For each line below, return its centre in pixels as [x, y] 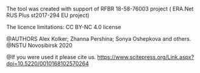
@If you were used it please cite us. [51, 57]
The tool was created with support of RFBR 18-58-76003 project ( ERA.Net [100, 9]
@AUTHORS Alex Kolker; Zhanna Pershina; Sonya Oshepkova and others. [99, 39]
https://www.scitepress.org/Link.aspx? [146, 57]
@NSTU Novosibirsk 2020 [39, 45]
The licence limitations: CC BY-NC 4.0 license [64, 27]
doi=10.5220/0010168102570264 [48, 64]
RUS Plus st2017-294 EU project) [48, 15]
